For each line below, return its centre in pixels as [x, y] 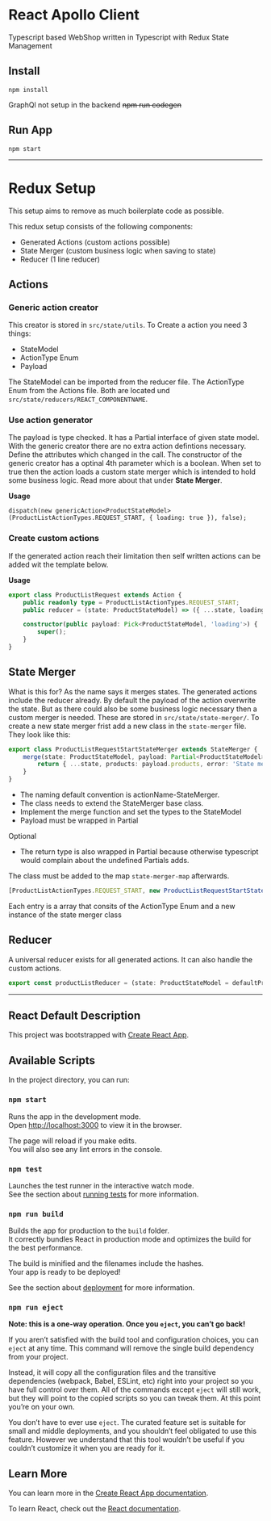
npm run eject [36, 1308]
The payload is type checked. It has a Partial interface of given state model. [134, 438]
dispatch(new [30, 511]
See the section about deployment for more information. [102, 1288]
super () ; [52, 632]
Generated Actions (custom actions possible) [95, 242]
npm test [25, 1169]
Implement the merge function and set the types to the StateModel [131, 812]
